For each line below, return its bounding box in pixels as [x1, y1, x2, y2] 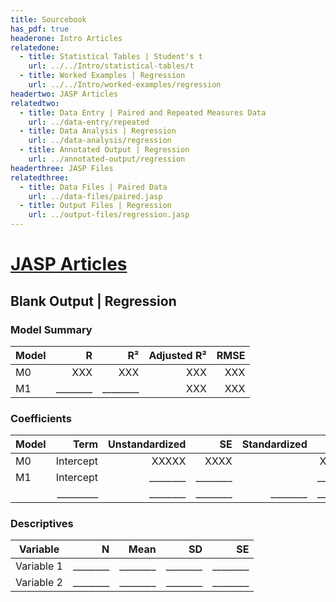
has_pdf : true [10, 24, 70, 34]
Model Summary [10, 322, 93, 336]
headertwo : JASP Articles [10, 89, 118, 99]
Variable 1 [15, 559, 63, 573]
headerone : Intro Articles [10, 33, 123, 43]
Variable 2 [15, 576, 63, 590]
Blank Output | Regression [10, 292, 177, 310]
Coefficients [10, 411, 72, 425]
